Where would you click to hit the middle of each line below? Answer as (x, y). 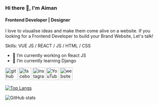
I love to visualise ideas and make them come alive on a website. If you (78, 31)
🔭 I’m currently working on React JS (49, 55)
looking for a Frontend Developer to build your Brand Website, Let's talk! (79, 36)
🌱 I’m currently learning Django (44, 61)
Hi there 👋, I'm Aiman (31, 8)
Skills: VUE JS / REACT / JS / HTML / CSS (48, 46)
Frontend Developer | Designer (38, 20)
